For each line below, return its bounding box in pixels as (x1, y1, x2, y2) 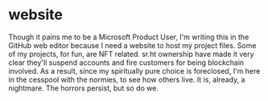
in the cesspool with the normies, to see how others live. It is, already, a (8, 75, 245, 84)
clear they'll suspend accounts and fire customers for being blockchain (8, 58, 245, 67)
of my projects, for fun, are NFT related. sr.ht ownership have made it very (8, 49, 255, 59)
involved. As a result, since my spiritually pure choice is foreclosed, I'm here (8, 66, 261, 75)
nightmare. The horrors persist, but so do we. (8, 83, 159, 93)
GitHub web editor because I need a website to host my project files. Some (8, 40, 257, 50)
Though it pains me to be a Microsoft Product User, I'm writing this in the (8, 32, 249, 42)
